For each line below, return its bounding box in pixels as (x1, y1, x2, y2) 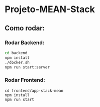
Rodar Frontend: (5, 77, 46, 84)
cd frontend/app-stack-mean (5, 88, 64, 93)
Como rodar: (5, 24, 45, 32)
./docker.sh (5, 60, 30, 65)
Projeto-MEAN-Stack (5, 4, 95, 15)
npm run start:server (5, 64, 50, 69)
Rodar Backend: (5, 39, 45, 46)
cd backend (5, 50, 28, 55)
